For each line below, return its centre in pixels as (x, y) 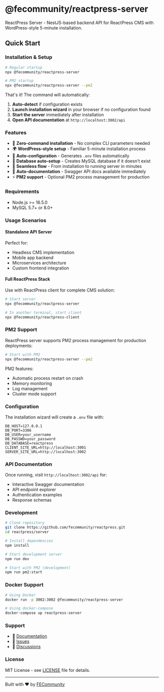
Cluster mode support (34, 394)
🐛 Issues (21, 641)
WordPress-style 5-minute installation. (44, 27)
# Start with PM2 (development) (38, 568)
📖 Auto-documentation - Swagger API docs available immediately (79, 172)
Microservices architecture (39, 263)
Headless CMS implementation (43, 252)
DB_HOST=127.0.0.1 (24, 426)
